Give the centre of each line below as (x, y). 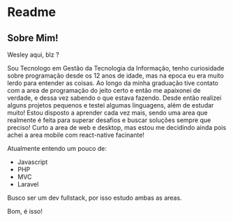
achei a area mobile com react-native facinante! (76, 135)
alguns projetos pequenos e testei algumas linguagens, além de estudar (111, 105)
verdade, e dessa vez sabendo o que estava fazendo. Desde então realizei (114, 98)
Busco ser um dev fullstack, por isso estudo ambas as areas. (95, 198)
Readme (32, 12)
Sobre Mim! (33, 38)
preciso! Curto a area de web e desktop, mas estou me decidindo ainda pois (117, 127)
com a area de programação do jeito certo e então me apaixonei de (104, 90)
